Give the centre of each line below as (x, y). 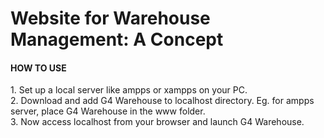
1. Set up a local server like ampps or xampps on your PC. (129, 90)
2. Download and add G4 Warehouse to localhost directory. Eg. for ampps (162, 101)
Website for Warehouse (110, 18)
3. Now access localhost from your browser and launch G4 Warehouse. (157, 122)
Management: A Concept (117, 39)
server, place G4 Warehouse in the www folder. (108, 111)
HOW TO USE (38, 68)
